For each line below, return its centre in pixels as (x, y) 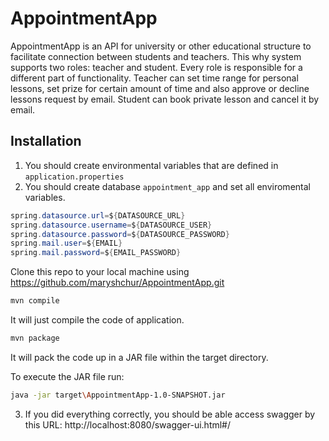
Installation (46, 141)
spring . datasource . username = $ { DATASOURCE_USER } (111, 225)
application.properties (74, 177)
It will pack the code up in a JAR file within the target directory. (139, 357)
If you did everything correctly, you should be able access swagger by (170, 414)
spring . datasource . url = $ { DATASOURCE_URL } (98, 215)
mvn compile (35, 301)
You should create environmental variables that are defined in (151, 165)
